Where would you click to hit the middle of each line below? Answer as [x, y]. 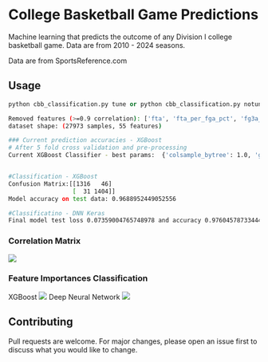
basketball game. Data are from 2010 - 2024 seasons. [97, 45]
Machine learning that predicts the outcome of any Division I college [120, 37]
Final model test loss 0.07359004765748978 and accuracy [105, 221]
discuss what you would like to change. [73, 349]
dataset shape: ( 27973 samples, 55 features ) [85, 126]
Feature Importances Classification [78, 278]
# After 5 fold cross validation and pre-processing [98, 148]
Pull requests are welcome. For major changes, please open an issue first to [133, 341]
